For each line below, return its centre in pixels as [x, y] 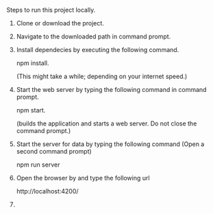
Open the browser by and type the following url [83, 178]
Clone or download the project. [60, 23]
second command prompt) [54, 151]
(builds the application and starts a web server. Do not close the [106, 123]
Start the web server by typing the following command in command [111, 90]
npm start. [31, 110]
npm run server [38, 165]
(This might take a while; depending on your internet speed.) [102, 76]
